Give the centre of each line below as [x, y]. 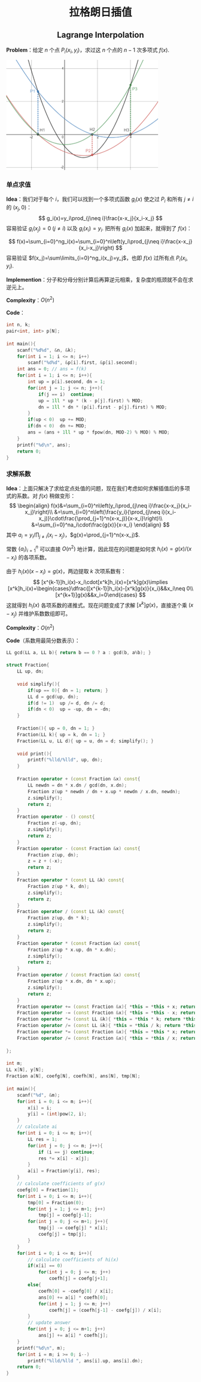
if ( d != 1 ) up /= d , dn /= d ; [67, 703]
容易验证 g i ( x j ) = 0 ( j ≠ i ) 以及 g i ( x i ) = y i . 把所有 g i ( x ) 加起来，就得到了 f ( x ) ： [99, 229]
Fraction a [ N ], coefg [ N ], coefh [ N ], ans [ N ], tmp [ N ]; [73, 1076]
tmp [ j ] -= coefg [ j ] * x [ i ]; [73, 1228]
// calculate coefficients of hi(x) [73, 1260]
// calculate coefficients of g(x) [61, 1184]
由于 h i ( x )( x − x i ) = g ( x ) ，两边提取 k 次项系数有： [66, 572]
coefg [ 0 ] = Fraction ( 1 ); [48, 1190]
